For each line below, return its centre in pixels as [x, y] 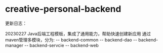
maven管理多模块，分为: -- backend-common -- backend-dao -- [71, 40]
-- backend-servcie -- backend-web [61, 45]
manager [14, 45]
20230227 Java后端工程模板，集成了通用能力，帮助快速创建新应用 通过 [78, 33]
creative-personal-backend [63, 9]
